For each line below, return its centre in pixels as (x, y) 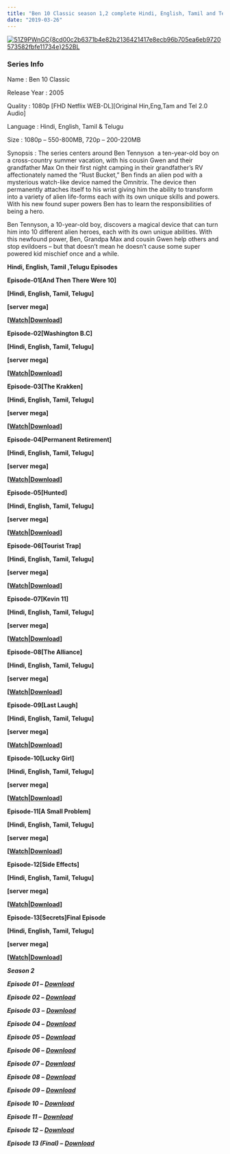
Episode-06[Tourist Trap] (44, 545)
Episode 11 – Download (40, 1116)
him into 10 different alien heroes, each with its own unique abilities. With (110, 232)
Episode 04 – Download (42, 1023)
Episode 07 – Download (41, 1064)
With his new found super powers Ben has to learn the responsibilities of (110, 204)
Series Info (26, 64)
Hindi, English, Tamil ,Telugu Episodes (62, 267)
